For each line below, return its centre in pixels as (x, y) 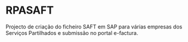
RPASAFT (30, 10)
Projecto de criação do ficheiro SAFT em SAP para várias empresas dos (94, 27)
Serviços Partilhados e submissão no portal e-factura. (72, 33)
